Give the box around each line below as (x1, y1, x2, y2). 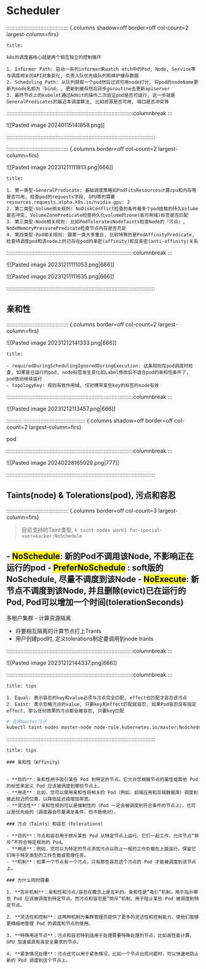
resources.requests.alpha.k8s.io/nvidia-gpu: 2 (6, 199, 131, 205)
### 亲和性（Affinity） (6, 759, 63, 765)
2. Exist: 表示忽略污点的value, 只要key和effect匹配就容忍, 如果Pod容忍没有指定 (6, 702, 197, 708)
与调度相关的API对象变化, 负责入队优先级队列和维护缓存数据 (6, 72, 139, 79)
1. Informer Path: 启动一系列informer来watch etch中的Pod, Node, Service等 (6, 66, 196, 72)
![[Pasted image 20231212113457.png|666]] (6, 405, 116, 412)
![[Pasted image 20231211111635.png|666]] (6, 272, 115, 280)
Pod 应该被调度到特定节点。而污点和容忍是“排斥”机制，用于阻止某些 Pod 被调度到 (13, 896, 195, 902)
